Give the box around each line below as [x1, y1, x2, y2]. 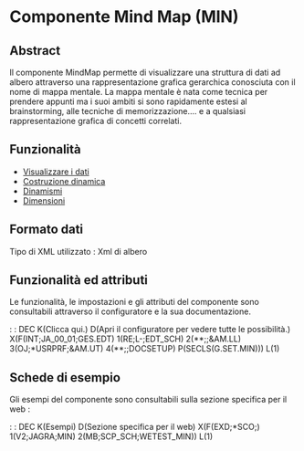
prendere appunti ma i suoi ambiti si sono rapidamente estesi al [9, 96, 248, 107]
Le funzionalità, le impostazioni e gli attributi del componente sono [9, 297, 260, 308]
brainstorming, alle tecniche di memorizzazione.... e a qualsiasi [9, 106, 246, 116]
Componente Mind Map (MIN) [9, 6, 239, 27]
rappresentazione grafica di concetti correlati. [9, 116, 183, 126]
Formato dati [9, 222, 84, 237]
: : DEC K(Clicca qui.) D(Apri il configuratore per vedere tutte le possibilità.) [9, 324, 291, 335]
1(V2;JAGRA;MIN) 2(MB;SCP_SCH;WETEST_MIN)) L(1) [9, 431, 214, 442]
